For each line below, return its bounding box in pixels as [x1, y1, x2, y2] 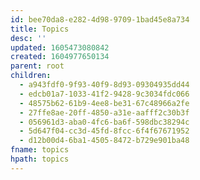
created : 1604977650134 [10, 52, 110, 62]
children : [10, 71, 52, 81]
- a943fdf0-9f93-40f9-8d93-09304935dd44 [19, 80, 190, 90]
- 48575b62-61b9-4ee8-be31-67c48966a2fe [19, 98, 190, 108]
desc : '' [10, 33, 47, 43]
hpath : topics [10, 154, 70, 164]
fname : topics [10, 145, 70, 155]
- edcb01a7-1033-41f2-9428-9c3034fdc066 [19, 89, 190, 99]
